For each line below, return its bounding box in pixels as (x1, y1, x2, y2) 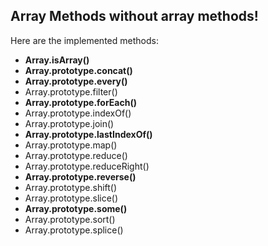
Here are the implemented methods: (10, 34, 159, 46)
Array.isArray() (24, 54, 90, 66)
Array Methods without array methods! (10, 8, 259, 25)
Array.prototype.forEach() (24, 96, 137, 108)
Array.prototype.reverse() (24, 170, 137, 183)
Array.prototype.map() (24, 139, 118, 151)
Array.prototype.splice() (24, 224, 124, 236)
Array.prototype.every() (24, 75, 128, 87)
